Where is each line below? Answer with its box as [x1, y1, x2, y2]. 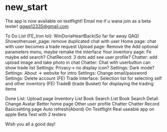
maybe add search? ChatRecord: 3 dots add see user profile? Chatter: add [5, 54, 158, 60]
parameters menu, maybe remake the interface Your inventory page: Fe [5, 49, 152, 55]
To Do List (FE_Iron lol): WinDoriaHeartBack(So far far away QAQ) [5, 33, 139, 39]
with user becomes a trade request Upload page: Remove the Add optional [5, 43, 159, 49]
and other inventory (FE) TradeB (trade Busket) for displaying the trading [5, 80, 154, 86]
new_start [5, 1, 48, 13]
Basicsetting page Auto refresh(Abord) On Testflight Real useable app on [5, 106, 155, 112]
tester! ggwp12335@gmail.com [5, 23, 69, 29]
